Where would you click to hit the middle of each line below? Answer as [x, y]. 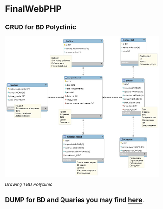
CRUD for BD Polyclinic [41, 27]
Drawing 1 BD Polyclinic [29, 184]
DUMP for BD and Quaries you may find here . [75, 200]
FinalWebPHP [33, 9]
